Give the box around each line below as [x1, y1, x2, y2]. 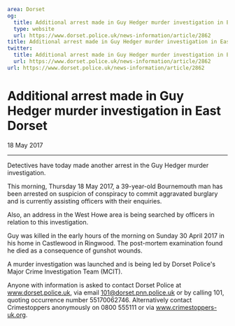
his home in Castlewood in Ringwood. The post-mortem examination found [7, 239, 223, 247]
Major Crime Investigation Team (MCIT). [7, 267, 123, 276]
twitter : [7, 45, 33, 52]
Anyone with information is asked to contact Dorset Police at [7, 281, 182, 289]
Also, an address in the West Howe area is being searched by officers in [7, 210, 215, 219]
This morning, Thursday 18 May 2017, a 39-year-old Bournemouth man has [7, 182, 223, 190]
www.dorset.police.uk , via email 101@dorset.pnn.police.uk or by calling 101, [7, 288, 225, 297]
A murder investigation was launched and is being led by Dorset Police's [7, 260, 215, 268]
